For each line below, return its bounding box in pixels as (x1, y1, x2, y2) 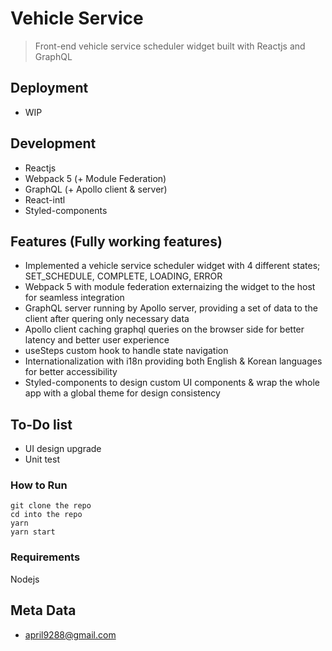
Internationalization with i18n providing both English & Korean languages (24, 355, 323, 367)
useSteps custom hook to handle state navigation (24, 345, 229, 357)
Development (10, 135, 97, 152)
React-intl (24, 193, 66, 206)
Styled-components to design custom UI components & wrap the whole (24, 377, 320, 389)
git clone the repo (10, 501, 92, 511)
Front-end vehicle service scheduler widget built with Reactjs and (34, 40, 306, 52)
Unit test (24, 453, 60, 466)
